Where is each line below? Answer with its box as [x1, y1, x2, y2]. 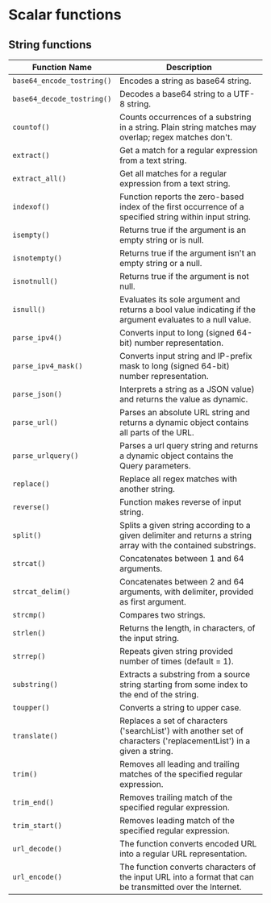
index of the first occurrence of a [119, 202, 244, 212]
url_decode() [12, 844, 63, 853]
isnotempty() [12, 254, 63, 263]
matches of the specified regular [119, 768, 244, 780]
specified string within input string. [119, 211, 252, 223]
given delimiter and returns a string [119, 530, 252, 541]
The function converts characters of [119, 861, 256, 872]
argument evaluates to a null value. [119, 314, 252, 325]
